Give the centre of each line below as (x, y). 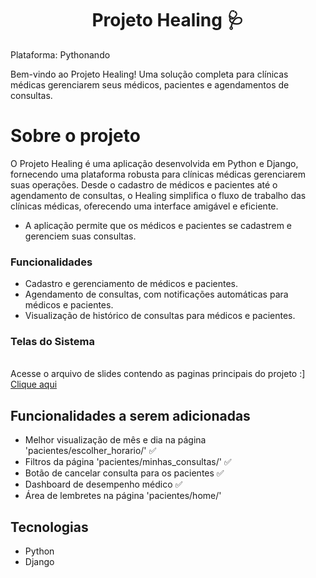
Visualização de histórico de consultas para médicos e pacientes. (160, 316)
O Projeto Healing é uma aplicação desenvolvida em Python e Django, (154, 163)
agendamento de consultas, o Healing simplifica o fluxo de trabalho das (158, 195)
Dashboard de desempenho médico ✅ (103, 484)
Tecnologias (49, 527)
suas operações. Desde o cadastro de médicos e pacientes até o (144, 184)
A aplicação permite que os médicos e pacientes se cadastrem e (158, 225)
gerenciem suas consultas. (80, 236)
